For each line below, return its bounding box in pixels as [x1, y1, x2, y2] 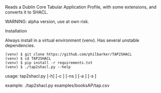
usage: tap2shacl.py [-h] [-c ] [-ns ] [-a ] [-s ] [5, 73, 97, 79]
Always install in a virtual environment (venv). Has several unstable [5, 37, 140, 43]
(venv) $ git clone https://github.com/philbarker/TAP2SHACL [5, 52, 132, 57]
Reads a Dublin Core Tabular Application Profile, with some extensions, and [5, 4, 157, 10]
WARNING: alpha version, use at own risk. [5, 19, 89, 24]
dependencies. [5, 43, 35, 48]
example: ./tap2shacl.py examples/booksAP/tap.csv [5, 82, 110, 88]
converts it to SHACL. [5, 9, 48, 15]
